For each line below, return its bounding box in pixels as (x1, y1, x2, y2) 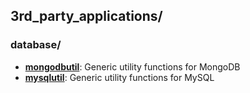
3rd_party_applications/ (10, 8, 163, 25)
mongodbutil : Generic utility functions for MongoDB (24, 60, 241, 73)
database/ (10, 38, 62, 52)
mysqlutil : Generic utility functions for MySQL (24, 71, 215, 83)
